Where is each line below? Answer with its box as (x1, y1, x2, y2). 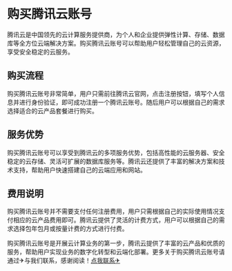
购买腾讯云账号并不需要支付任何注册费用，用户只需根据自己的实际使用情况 (7, 208, 219, 216)
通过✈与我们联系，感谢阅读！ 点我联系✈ (7, 257, 121, 265)
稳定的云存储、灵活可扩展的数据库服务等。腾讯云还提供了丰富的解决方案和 (7, 157, 219, 165)
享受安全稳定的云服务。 (7, 48, 74, 56)
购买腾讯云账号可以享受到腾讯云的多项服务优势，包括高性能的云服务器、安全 (7, 148, 225, 157)
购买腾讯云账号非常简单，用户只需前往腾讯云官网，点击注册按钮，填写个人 (7, 89, 219, 97)
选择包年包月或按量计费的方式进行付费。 (12, 225, 128, 233)
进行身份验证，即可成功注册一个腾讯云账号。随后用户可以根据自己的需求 (19, 98, 225, 106)
